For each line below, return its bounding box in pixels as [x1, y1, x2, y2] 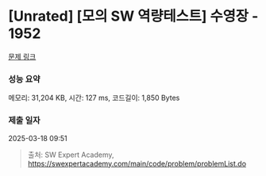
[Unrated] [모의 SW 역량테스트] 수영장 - [8, 7, 259, 25]
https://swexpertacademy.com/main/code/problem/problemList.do [27, 159, 247, 168]
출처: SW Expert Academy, [27, 150, 114, 159]
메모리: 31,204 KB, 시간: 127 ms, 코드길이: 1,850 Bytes [8, 93, 180, 103]
